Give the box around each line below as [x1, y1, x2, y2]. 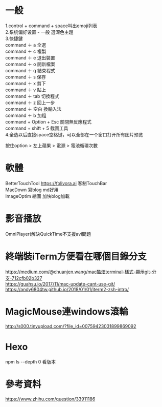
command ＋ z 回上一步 [5, 99, 55, 106]
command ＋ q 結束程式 [5, 67, 56, 73]
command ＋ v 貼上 [5, 87, 47, 93]
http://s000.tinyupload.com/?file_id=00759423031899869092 [5, 323, 136, 329]
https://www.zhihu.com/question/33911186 [5, 396, 96, 402]
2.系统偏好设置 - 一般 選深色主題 [5, 29, 74, 35]
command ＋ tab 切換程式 [5, 93, 60, 99]
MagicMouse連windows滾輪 [5, 306, 128, 317]
